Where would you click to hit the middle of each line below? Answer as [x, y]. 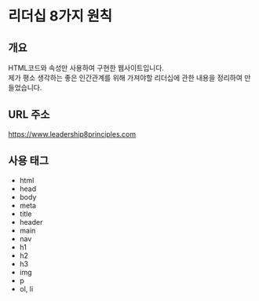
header [31, 222]
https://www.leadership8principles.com [72, 134]
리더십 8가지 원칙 [60, 16]
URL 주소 [29, 115]
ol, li [26, 288]
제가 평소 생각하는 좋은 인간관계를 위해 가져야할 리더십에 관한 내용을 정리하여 [126, 78]
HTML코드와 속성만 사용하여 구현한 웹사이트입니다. [86, 68]
